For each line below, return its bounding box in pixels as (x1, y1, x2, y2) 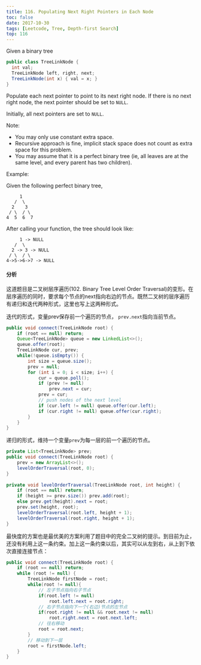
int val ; (11, 65, 33, 71)
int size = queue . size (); (28, 358, 93, 364)
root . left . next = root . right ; (48, 598, 124, 605)
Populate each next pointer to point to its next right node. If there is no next (6, 92, 191, 99)
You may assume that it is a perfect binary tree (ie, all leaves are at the (14, 152, 188, 159)
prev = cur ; (38, 391, 68, 398)
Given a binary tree (6, 47, 53, 54)
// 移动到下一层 (28, 637, 63, 643)
